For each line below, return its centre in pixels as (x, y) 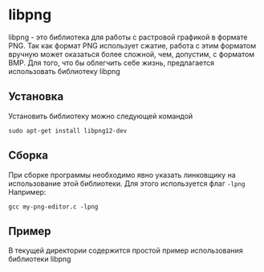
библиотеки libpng (40, 259)
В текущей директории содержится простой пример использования (126, 250)
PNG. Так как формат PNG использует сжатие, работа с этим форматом (132, 45)
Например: (27, 192)
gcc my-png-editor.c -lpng (53, 207)
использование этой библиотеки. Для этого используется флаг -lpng (127, 183)
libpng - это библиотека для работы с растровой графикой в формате (128, 37)
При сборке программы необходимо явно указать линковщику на (122, 175)
